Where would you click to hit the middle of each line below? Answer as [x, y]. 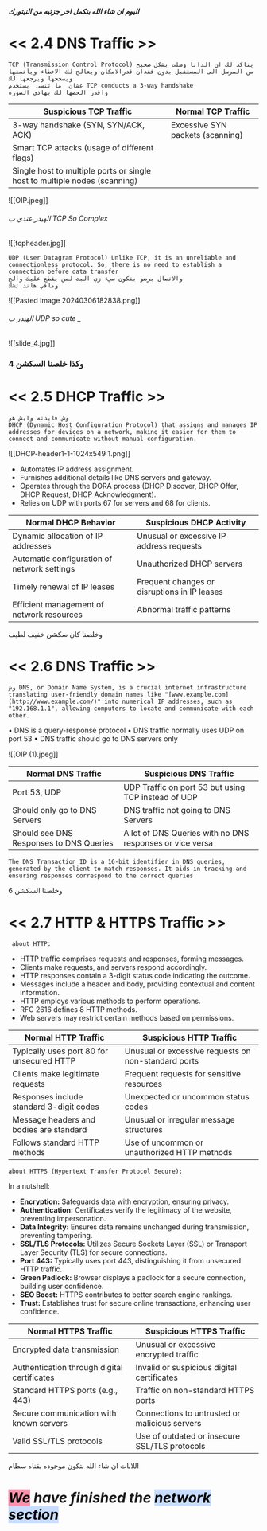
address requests [169, 545]
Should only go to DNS [54, 810]
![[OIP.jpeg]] [29, 200]
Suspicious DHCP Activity [196, 522]
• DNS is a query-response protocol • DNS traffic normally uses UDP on [126, 730]
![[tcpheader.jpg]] [37, 243]
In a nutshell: [29, 1185]
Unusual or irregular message [180, 1119]
